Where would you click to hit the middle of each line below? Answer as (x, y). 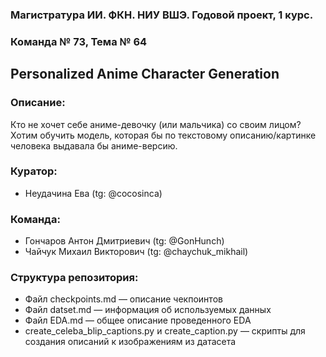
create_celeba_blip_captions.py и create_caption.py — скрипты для (165, 331)
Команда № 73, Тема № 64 (79, 41)
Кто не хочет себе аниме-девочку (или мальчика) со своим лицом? (156, 124)
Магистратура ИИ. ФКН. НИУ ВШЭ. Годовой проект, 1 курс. (162, 15)
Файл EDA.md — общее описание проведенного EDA (138, 320)
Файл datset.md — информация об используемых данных (148, 310)
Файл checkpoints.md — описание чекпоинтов (123, 299)
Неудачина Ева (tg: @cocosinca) (93, 193)
